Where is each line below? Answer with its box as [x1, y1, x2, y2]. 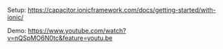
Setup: [7, 6, 27, 14]
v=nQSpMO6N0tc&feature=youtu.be [7, 34, 113, 42]
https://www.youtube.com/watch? [27, 27, 126, 35]
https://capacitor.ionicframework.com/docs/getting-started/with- [27, 6, 216, 14]
